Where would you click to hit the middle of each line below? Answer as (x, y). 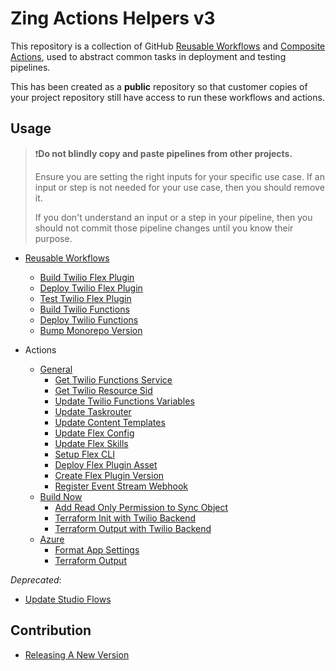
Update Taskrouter (93, 411)
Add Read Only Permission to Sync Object (141, 507)
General (56, 369)
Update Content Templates (110, 422)
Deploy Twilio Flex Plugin (91, 288)
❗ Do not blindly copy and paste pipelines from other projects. (163, 153)
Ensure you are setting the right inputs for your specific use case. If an (179, 176)
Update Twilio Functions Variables (124, 401)
